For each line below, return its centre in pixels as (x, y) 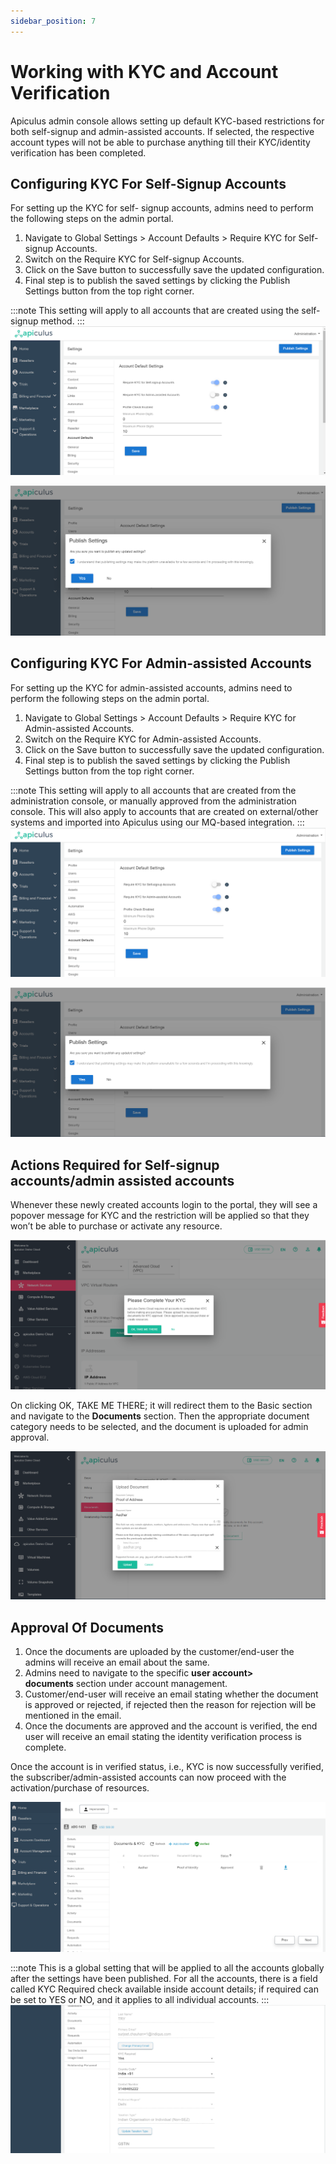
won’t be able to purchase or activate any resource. (116, 1226)
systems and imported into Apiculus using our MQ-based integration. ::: (157, 822)
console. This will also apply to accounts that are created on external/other (164, 811)
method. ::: (62, 321)
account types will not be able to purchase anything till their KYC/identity (160, 142)
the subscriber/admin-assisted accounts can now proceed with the (148, 1777)
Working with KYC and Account (144, 71)
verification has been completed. (78, 152)
